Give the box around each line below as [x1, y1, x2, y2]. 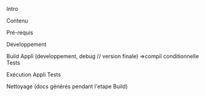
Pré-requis [6, 29, 34, 36]
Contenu [6, 17, 29, 24]
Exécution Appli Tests [6, 71, 61, 78]
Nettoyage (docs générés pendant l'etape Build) [6, 83, 128, 90]
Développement [6, 41, 47, 48]
